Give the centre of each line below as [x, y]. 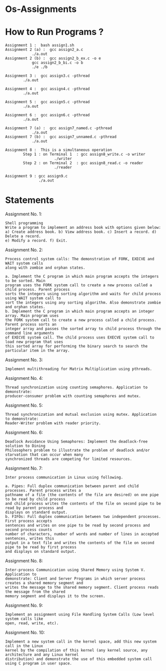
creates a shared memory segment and [44, 583]
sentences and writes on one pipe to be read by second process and [78, 525]
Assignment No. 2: [24, 250]
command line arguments [30, 333]
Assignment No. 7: [24, 468]
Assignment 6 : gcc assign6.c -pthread [48, 115]
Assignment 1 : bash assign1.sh [40, 45]
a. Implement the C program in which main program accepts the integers [82, 277]
